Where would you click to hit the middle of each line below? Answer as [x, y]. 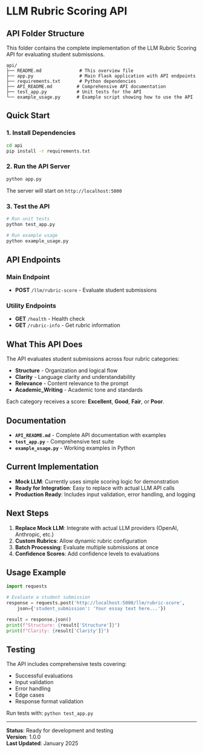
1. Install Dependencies [41, 133]
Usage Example [36, 573]
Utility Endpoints [31, 306]
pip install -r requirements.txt [48, 151]
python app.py [24, 179]
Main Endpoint [28, 277]
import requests [27, 587]
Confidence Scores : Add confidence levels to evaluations [87, 554]
